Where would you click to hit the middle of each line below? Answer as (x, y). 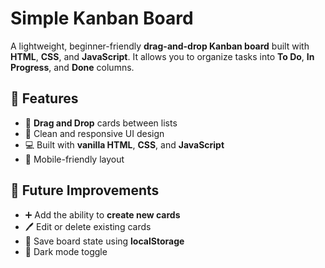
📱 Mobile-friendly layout (74, 159)
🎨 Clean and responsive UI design (94, 133)
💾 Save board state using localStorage (104, 241)
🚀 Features (44, 98)
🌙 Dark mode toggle (66, 251)
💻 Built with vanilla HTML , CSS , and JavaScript (124, 144)
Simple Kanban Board (102, 18)
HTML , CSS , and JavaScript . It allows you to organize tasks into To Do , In (162, 56)
